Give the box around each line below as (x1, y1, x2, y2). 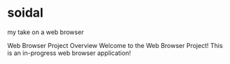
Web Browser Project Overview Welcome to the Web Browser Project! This (7, 41, 223, 49)
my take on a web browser (7, 28, 84, 36)
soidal (7, 5, 43, 21)
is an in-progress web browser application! (7, 49, 131, 57)
